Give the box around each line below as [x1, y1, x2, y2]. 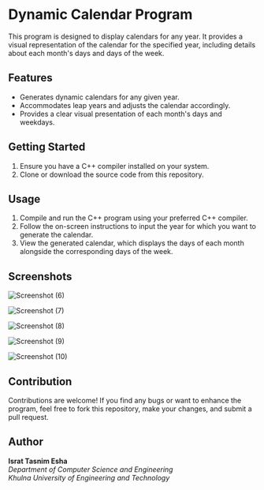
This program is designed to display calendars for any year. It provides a [8, 32, 243, 41]
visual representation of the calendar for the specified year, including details [8, 39, 256, 49]
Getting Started [8, 140, 86, 154]
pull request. [8, 413, 49, 421]
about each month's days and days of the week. [8, 48, 165, 58]
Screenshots [8, 270, 73, 283]
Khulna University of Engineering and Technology [8, 473, 170, 482]
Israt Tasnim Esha [8, 456, 68, 466]
